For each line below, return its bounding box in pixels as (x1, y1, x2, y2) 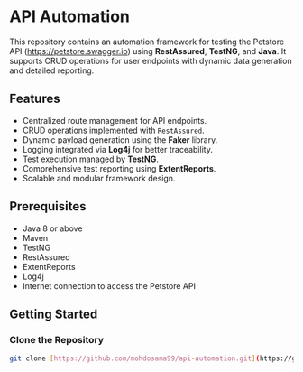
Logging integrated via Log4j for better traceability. (22, 144, 214, 154)
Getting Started (9, 306, 98, 321)
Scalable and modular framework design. (22, 172, 176, 183)
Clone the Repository (9, 333, 105, 346)
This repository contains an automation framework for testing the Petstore (9, 36, 285, 47)
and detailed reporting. (9, 65, 95, 76)
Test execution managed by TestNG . (22, 153, 160, 164)
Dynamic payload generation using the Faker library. (22, 134, 218, 145)
